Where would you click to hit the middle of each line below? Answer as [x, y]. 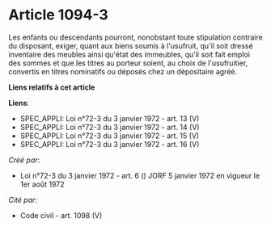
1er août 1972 [42, 184]
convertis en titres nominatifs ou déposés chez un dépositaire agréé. [123, 71]
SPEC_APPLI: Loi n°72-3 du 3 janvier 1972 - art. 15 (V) [110, 136]
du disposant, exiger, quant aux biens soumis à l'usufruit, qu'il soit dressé [131, 45]
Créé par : [24, 160]
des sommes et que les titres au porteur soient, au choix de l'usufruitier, [128, 63]
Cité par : [23, 200]
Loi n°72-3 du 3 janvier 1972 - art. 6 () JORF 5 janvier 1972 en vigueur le [140, 175]
